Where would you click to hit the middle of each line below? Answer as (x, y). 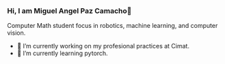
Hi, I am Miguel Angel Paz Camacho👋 (69, 11)
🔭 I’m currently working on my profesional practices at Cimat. (103, 46)
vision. (16, 33)
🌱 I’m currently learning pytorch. (62, 53)
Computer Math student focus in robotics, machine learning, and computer (112, 26)
